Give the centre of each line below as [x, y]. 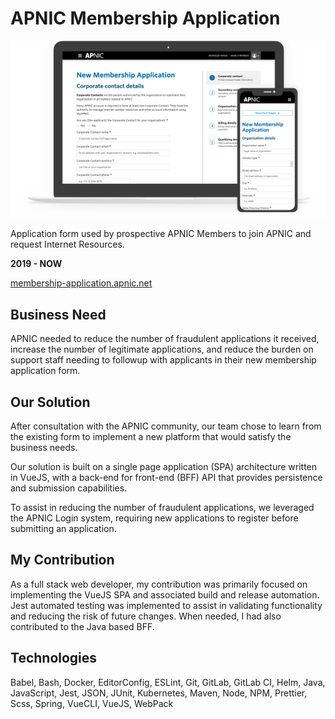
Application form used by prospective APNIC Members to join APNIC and [161, 234]
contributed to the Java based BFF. [82, 626]
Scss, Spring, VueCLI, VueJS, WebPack [92, 703]
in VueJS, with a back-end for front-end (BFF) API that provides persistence [166, 478]
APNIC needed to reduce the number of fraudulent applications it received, [165, 339]
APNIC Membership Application [145, 18]
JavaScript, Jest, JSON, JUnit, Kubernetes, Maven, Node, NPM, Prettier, [159, 693]
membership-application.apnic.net [81, 283]
